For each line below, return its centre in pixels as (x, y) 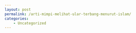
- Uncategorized (30, 23)
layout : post (18, 9)
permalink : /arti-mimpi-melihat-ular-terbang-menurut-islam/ (68, 14)
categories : (17, 18)
